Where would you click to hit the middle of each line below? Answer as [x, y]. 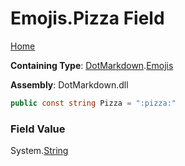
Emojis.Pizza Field [87, 18]
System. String [39, 151]
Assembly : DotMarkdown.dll [69, 84]
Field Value [38, 129]
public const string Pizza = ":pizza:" [93, 103]
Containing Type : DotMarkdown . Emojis [92, 65]
